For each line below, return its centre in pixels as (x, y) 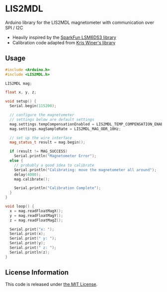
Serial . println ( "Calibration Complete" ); (57, 188)
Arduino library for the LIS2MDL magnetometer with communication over (80, 22)
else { (16, 161)
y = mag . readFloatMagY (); (37, 215)
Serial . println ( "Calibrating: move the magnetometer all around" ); (85, 170)
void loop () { (20, 206)
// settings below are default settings (52, 119)
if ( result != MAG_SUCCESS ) (39, 151)
